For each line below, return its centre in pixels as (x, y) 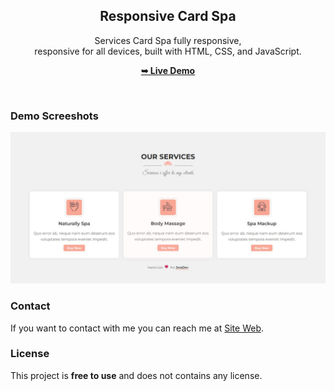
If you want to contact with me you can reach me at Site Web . (137, 328)
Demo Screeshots (54, 116)
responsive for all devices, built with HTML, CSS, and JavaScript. (168, 51)
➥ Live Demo (168, 70)
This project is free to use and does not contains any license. (136, 375)
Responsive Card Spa (168, 16)
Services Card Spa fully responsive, (168, 40)
